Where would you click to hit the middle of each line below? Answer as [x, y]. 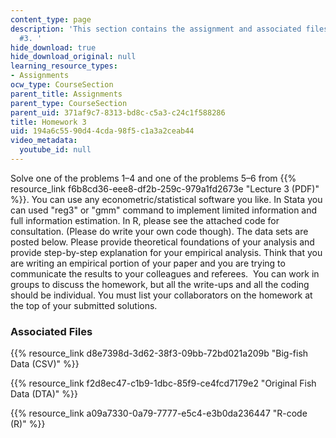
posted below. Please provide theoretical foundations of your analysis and [162, 242]
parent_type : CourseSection [69, 103]
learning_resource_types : [64, 66]
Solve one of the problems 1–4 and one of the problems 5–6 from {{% [153, 178]
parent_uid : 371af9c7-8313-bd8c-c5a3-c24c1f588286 [118, 112]
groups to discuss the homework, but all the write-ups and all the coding [160, 284]
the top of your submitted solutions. [84, 305]
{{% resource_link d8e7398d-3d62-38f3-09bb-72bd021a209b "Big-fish [159, 353]
